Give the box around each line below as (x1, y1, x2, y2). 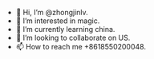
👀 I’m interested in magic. (15, 16, 100, 26)
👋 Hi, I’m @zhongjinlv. (15, 8, 88, 17)
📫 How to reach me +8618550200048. (15, 42, 147, 51)
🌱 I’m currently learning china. (15, 25, 115, 33)
